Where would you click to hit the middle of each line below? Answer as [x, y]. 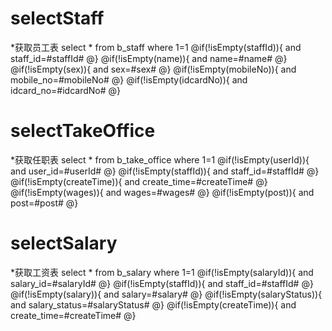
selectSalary [64, 243]
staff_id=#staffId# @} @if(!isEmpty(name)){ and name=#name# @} [149, 58]
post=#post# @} [44, 203]
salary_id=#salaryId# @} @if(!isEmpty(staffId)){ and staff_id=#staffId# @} [162, 283]
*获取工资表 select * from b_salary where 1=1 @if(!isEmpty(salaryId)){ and [162, 272]
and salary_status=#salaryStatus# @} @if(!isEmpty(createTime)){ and [153, 304]
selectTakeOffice [83, 131]
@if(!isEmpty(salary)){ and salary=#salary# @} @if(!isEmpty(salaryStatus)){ [166, 294]
